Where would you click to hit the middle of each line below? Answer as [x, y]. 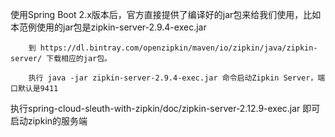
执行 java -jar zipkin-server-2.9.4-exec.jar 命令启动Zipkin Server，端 [177, 78]
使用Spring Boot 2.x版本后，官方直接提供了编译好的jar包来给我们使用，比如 [166, 14]
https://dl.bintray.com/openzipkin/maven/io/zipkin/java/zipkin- [178, 48]
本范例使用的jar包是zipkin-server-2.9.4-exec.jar [108, 27]
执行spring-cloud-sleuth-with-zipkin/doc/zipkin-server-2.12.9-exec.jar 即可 [165, 108]
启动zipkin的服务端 [49, 121]
